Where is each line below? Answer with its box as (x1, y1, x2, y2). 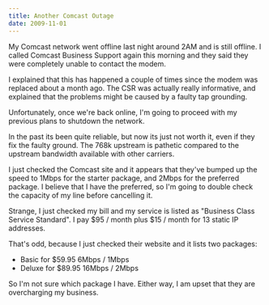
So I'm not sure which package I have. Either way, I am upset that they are (8, 278, 255, 288)
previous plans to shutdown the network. (8, 116, 145, 125)
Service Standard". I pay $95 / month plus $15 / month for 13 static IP (8, 214, 239, 224)
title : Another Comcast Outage (8, 11, 114, 20)
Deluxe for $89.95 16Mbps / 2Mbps (19, 263, 139, 273)
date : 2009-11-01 (8, 19, 67, 28)
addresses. (8, 223, 46, 233)
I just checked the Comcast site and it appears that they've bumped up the (8, 164, 258, 174)
